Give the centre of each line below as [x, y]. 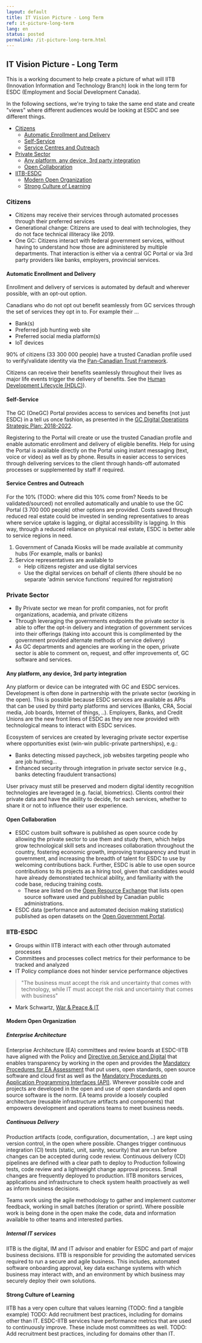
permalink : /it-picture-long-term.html [56, 40]
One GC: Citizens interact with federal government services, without [100, 241]
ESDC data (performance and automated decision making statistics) [99, 910]
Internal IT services [31, 1233]
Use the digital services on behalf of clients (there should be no [103, 573]
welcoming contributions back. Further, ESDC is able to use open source [105, 865]
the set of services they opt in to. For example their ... [73, 312]
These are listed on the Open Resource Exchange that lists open [104, 890]
